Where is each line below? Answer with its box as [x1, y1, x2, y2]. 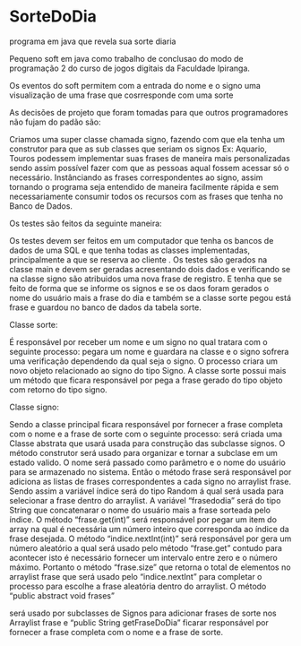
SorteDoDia [9, 6, 97, 27]
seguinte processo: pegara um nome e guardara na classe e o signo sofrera [9, 346, 289, 357]
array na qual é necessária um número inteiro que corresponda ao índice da [9, 523, 289, 534]
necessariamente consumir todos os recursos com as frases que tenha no [9, 191, 284, 202]
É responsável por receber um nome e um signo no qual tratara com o [9, 336, 268, 347]
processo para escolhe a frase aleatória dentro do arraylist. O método [9, 581, 267, 591]
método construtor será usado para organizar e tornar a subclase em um [9, 447, 278, 458]
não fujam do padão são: [9, 116, 101, 127]
